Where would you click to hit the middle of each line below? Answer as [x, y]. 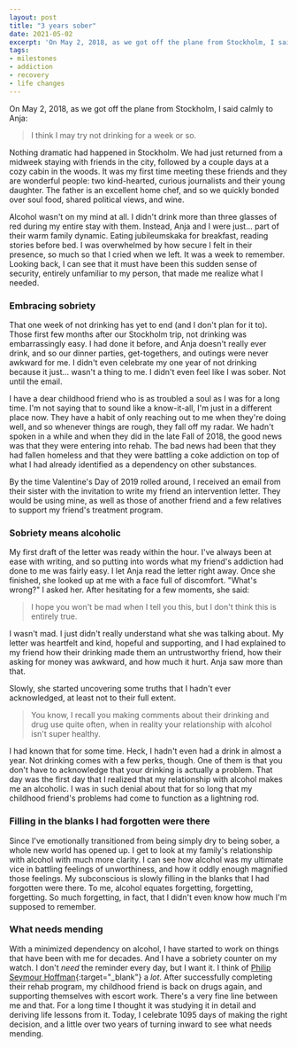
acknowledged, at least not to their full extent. [93, 698]
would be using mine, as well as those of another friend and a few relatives [145, 500]
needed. [24, 282]
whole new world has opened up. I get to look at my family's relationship [141, 850]
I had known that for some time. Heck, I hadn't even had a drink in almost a [145, 751]
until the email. [36, 381]
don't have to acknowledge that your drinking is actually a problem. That [141, 770]
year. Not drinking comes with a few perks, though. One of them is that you [146, 761]
